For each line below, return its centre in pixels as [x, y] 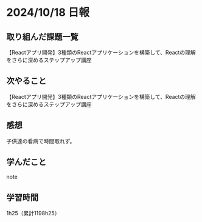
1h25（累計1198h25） [33, 214]
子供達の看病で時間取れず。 [41, 141]
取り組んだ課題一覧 [42, 37]
